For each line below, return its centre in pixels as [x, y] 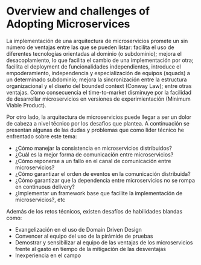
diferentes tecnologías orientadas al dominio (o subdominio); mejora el [94, 53]
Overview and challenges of [78, 11]
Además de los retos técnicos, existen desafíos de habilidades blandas [94, 211]
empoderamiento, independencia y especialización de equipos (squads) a [98, 73]
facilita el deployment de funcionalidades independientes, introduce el [94, 66]
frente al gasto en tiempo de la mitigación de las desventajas [90, 249]
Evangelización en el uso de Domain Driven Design [78, 229]
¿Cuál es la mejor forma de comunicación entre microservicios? [94, 154]
